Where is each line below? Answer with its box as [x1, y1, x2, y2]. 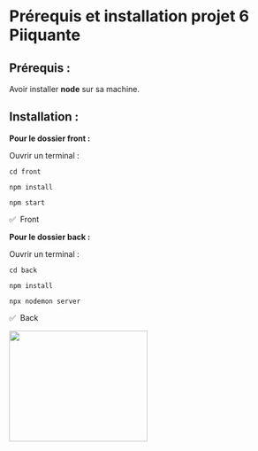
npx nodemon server [9, 297, 81, 306]
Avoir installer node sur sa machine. [9, 84, 140, 94]
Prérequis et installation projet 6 [9, 6, 250, 27]
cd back [9, 266, 38, 275]
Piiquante [9, 25, 81, 45]
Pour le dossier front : [9, 133, 91, 144]
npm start [9, 198, 46, 207]
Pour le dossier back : [9, 231, 91, 242]
